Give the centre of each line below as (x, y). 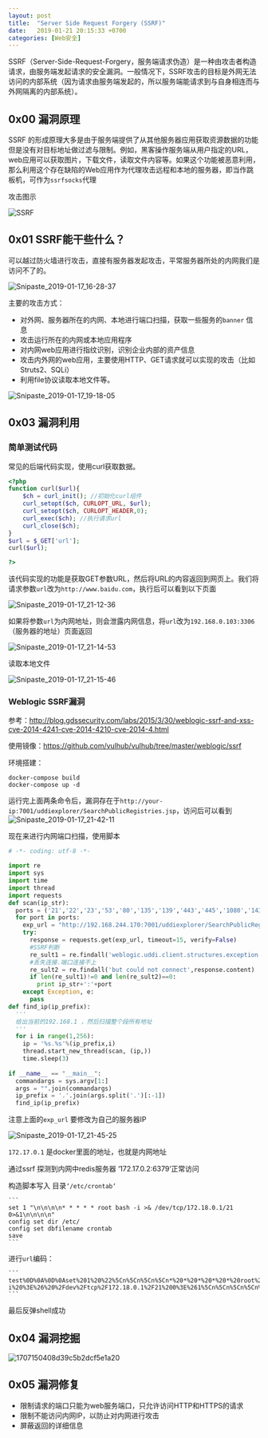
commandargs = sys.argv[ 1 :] (62, 1081)
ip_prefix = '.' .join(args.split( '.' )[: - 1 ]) (91, 1096)
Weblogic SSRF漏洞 (47, 701)
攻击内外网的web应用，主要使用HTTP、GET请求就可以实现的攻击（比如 (138, 359)
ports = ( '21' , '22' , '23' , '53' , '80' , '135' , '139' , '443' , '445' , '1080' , (132, 911)
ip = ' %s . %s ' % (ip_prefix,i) (69, 1044)
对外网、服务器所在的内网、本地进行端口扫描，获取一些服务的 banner (132, 319)
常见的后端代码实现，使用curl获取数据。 (74, 466)
